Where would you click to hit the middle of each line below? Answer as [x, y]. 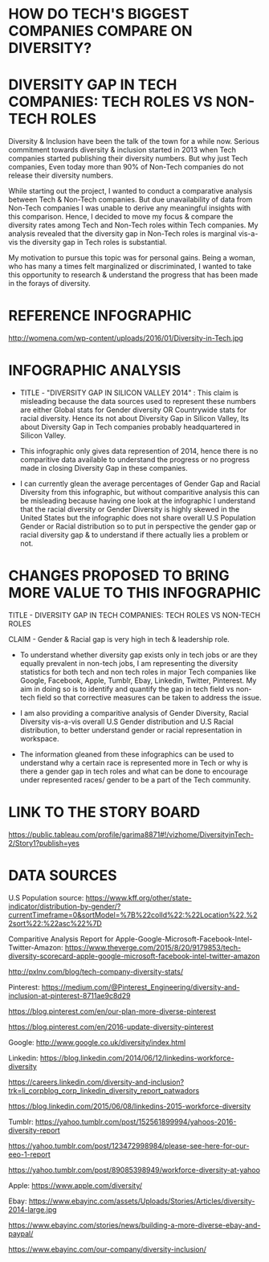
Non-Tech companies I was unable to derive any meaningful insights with [130, 208]
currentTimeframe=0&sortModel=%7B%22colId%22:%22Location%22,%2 [133, 915]
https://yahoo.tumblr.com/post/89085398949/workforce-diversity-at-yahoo [134, 1170]
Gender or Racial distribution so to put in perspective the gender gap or [138, 526]
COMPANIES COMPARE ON [100, 31]
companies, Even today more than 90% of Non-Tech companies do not [126, 167]
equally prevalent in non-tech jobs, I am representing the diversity [129, 663]
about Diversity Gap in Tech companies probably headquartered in [130, 427]
